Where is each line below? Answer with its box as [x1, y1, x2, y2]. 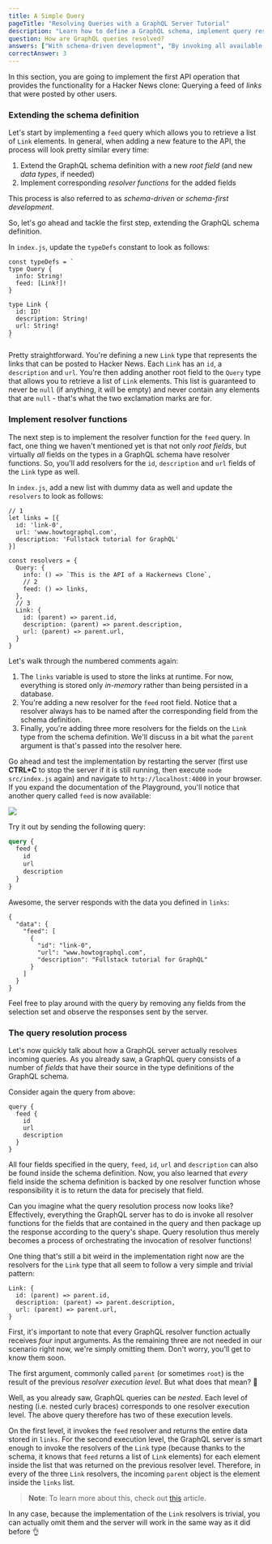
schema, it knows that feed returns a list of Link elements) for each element [8, 1452, 261, 1461]
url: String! [15, 322, 60, 330]
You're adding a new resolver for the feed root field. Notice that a [19, 697, 237, 707]
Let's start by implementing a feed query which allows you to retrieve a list [8, 127, 257, 138]
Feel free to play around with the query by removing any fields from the [8, 998, 246, 1008]
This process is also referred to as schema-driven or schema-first [8, 194, 229, 204]
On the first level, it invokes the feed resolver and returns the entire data [8, 1426, 249, 1436]
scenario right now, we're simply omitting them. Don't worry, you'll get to [8, 1344, 251, 1354]
